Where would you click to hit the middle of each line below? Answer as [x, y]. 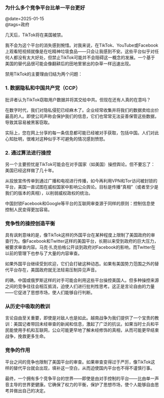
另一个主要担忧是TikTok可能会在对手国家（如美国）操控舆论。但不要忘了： [80, 164]
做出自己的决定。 [31, 391]
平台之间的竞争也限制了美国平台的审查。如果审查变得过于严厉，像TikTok [78, 362]
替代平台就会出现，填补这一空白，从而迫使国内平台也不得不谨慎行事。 [84, 368]
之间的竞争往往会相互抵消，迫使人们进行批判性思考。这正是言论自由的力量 [80, 286]
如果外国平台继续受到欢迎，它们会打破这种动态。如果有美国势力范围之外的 [80, 264]
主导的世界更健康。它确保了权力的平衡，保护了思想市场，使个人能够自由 [82, 384]
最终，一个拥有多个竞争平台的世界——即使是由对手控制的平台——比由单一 [80, 378]
